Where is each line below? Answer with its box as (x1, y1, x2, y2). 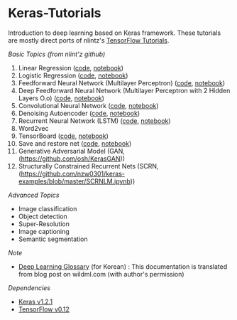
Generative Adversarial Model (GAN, (18, 146, 125, 155)
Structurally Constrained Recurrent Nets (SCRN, (18, 161, 159, 170)
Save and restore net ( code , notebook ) (18, 139, 132, 147)
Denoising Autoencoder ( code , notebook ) (18, 109, 140, 117)
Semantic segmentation (18, 235, 88, 243)
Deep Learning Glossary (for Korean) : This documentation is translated (18, 262, 228, 271)
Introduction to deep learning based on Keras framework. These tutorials (8, 28, 221, 37)
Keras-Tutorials (8, 5, 101, 21)
